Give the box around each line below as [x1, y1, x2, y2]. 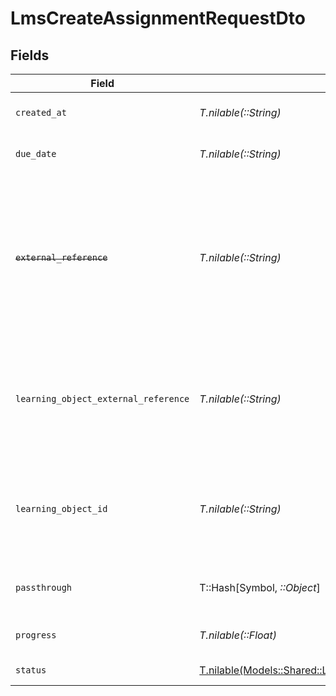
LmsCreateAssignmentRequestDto [10, 7, 306, 30]
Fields [10, 47, 50, 64]
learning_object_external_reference [15, 393, 190, 404]
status [15, 665, 47, 676]
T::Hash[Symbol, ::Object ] [199, 581, 321, 594]
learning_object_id [15, 503, 108, 514]
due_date [15, 148, 57, 159]
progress [15, 630, 57, 641]
